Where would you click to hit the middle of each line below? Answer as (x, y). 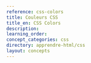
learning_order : (27, 34)
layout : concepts (28, 51)
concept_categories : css (38, 40)
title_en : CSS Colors (34, 23)
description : (23, 28)
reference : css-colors (35, 12)
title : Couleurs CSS (32, 17)
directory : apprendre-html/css (46, 46)
